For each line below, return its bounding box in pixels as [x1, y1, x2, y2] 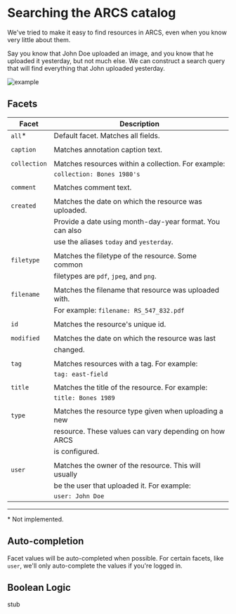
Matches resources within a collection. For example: [53, 159, 225, 168]
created [11, 201, 37, 210]
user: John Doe [53, 492, 105, 500]
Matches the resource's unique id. [53, 319, 166, 329]
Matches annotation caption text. [53, 145, 163, 154]
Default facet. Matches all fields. [53, 131, 160, 140]
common [53, 260, 83, 269]
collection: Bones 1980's [53, 170, 140, 178]
